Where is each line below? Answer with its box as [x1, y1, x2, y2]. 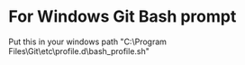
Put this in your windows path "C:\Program [8, 36, 168, 47]
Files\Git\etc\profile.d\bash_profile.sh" [8, 45, 150, 56]
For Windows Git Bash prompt [8, 6, 237, 27]
